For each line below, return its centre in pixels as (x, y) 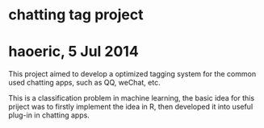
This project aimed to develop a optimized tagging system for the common (132, 74)
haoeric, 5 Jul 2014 (73, 52)
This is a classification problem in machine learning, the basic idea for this (132, 98)
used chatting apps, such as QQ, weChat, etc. (84, 83)
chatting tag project (76, 15)
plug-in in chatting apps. (49, 115)
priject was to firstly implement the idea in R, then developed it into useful (131, 107)
